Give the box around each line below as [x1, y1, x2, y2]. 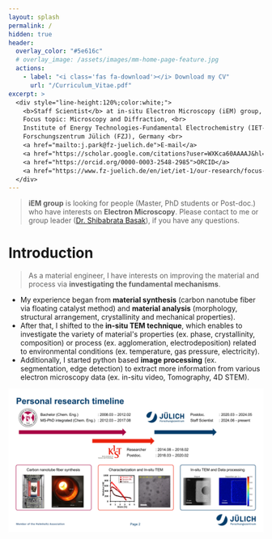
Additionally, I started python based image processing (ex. [19, 355, 217, 365]
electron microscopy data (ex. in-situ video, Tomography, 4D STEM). [19, 372, 249, 382]
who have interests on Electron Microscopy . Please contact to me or [28, 207, 259, 217]
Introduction [8, 244, 94, 262]
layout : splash [8, 13, 60, 21]
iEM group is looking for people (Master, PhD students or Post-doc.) [28, 198, 257, 208]
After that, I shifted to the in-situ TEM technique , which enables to [19, 320, 243, 331]
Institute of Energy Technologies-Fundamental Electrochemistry [23, 124, 244, 133]
